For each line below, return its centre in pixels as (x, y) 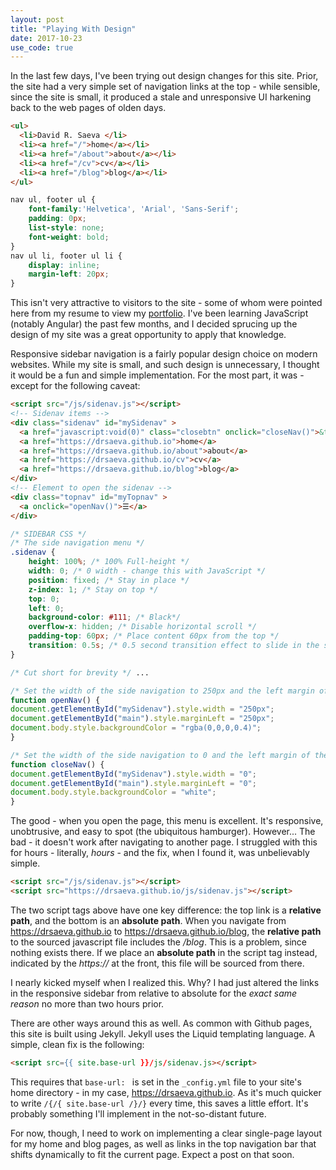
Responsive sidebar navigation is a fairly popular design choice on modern (164, 354)
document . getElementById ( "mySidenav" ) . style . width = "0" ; (133, 774)
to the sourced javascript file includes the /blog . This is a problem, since (159, 942)
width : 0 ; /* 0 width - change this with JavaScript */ (147, 571)
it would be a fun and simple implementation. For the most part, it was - (157, 375)
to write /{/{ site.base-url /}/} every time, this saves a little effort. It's (159, 1103)
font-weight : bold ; (69, 237)
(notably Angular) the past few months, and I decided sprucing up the (154, 324)
